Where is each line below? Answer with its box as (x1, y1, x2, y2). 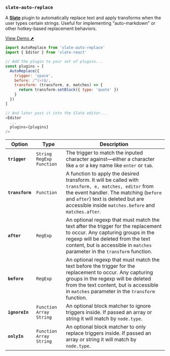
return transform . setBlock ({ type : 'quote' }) (18, 87, 119, 93)
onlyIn (8, 334, 24, 339)
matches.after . (65, 208, 101, 215)
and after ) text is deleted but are (65, 195, 144, 203)
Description (99, 141, 129, 148)
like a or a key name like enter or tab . (65, 162, 153, 169)
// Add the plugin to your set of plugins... (5, 59, 103, 64)
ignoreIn (8, 309, 29, 315)
